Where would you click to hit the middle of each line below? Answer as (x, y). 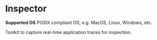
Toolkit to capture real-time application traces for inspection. (68, 32)
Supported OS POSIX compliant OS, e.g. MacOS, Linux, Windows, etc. (79, 22)
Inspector (26, 9)
